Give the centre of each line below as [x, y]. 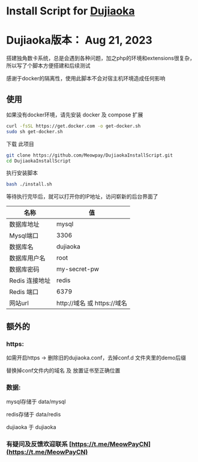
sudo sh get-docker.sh [34, 131]
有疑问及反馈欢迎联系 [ [39, 444]
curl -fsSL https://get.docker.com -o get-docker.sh [73, 126]
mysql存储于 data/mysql [36, 402]
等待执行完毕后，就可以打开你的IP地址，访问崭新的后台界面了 [82, 197]
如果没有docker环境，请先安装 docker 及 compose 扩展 [75, 115]
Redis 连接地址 [30, 281]
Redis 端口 [24, 292]
